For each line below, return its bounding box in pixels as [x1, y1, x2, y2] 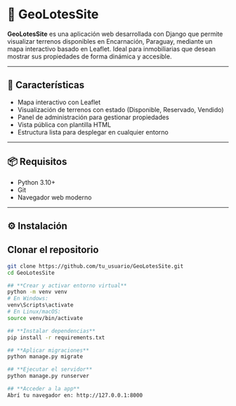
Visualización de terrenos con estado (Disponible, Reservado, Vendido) [17, 105, 224, 113]
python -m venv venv [7, 288, 68, 295]
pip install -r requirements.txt [7, 334, 105, 341]
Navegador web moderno [17, 193, 92, 202]
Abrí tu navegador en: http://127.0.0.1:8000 [7, 391, 143, 399]
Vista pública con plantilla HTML [17, 120, 112, 129]
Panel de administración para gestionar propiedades [17, 113, 170, 121]
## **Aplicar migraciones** [7, 347, 90, 354]
